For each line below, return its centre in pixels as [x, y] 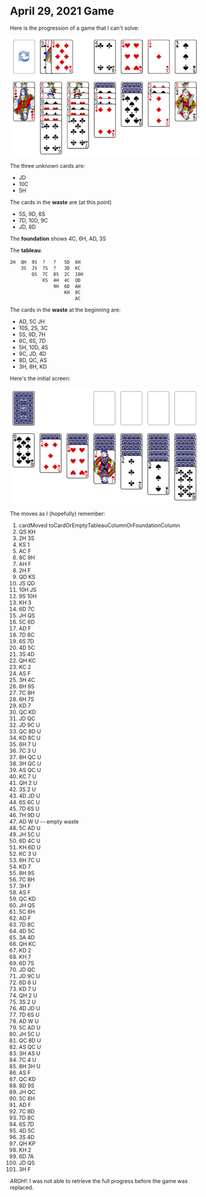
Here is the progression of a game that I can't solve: [75, 28]
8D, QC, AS [33, 360]
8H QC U [30, 757]
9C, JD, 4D [32, 354]
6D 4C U [30, 841]
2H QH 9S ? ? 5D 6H [45, 262]
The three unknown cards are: [48, 166]
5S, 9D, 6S [32, 214]
